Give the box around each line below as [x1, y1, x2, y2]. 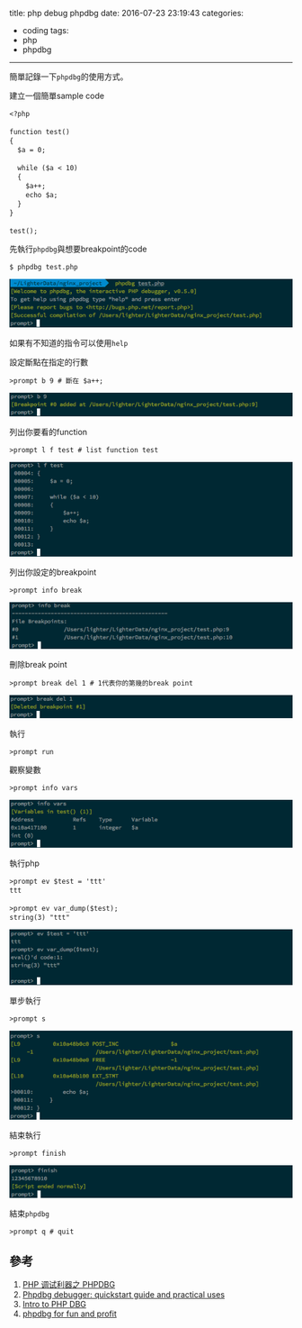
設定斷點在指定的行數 [9, 356, 88, 368]
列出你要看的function [9, 426, 88, 437]
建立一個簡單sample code [9, 90, 105, 101]
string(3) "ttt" [9, 914, 70, 923]
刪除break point [9, 659, 67, 669]
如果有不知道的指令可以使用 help [9, 337, 129, 348]
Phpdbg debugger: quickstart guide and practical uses [22, 1289, 226, 1300]
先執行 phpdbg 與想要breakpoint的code [9, 243, 147, 254]
